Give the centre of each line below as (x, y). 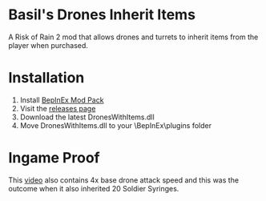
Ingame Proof (54, 158)
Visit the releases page (58, 108)
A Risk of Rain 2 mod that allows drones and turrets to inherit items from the (133, 37)
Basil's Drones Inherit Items (102, 15)
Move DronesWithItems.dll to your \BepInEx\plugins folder (116, 125)
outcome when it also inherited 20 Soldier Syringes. (94, 188)
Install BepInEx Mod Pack (62, 100)
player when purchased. (48, 45)
